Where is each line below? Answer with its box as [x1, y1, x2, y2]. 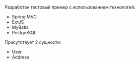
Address [11, 54, 29, 60]
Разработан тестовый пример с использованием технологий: [4, 4, 136, 10]
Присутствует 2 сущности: [4, 39, 62, 45]
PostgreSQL [11, 30, 37, 35]
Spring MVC [11, 14, 37, 19]
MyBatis [11, 24, 29, 30]
